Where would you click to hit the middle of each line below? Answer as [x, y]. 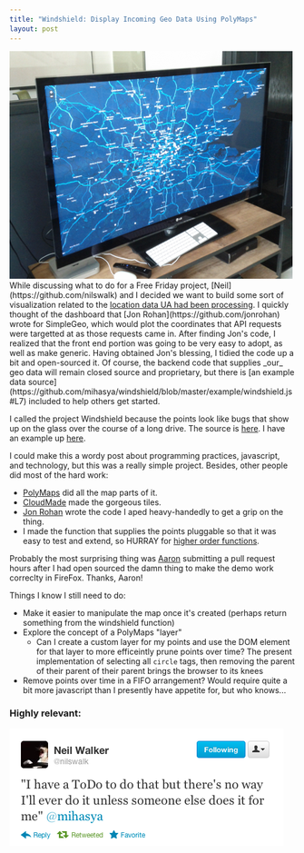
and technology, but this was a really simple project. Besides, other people [149, 465]
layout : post [34, 29]
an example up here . [48, 438]
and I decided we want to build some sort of [201, 294]
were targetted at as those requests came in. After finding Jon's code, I [142, 333]
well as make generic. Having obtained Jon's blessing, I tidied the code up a [152, 352]
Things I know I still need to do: [68, 595]
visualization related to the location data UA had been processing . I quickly [149, 304]
